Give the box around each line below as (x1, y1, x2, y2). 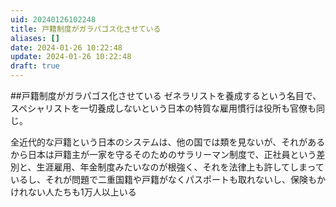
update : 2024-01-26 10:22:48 (10, 52, 132, 62)
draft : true (10, 61, 60, 71)
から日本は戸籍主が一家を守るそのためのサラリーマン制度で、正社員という (10, 149, 317, 160)
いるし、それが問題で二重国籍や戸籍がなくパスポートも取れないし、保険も (10, 174, 317, 185)
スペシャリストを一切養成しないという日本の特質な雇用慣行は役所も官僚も (10, 102, 317, 114)
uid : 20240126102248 (10, 14, 97, 25)
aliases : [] (10, 33, 60, 43)
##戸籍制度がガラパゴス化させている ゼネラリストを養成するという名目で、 (10, 90, 322, 101)
